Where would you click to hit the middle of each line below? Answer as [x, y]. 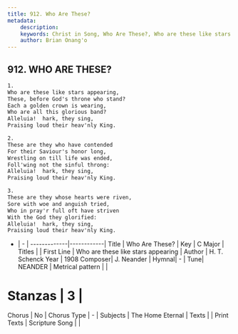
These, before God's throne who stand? [67, 99]
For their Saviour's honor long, [57, 151]
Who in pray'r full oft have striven [63, 211]
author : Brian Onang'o [54, 41]
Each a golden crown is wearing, [57, 105]
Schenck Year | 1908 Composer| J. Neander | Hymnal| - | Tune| [111, 259]
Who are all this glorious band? [57, 112]
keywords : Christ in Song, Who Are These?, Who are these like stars [126, 34]
